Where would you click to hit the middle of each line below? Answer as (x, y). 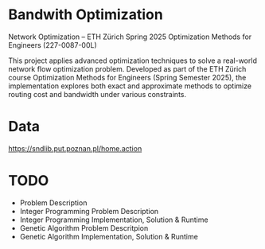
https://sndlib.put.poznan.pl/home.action (75, 148)
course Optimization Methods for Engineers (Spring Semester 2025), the (127, 77)
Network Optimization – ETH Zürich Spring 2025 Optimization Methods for (130, 37)
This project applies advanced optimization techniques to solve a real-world (132, 60)
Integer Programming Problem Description (89, 211)
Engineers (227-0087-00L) (53, 45)
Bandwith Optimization (86, 15)
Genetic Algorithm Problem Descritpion (84, 228)
